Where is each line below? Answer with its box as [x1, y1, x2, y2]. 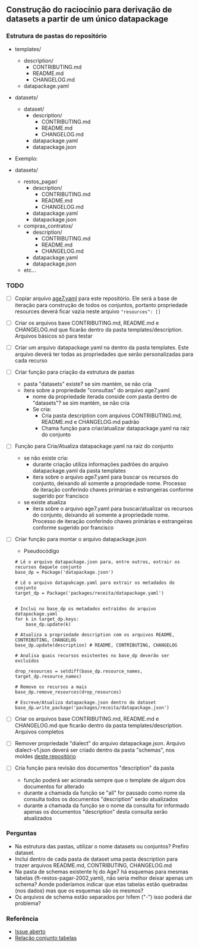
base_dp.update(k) [26, 621, 71, 627]
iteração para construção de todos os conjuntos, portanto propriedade [14, 302, 188, 309]
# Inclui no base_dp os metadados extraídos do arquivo [14, 606, 156, 612]
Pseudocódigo [23, 548, 59, 555]
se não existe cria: [23, 455, 69, 462]
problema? [14, 899, 42, 907]
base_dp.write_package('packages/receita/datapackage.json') [14, 705, 170, 711]
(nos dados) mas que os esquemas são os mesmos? [14, 887, 144, 894]
